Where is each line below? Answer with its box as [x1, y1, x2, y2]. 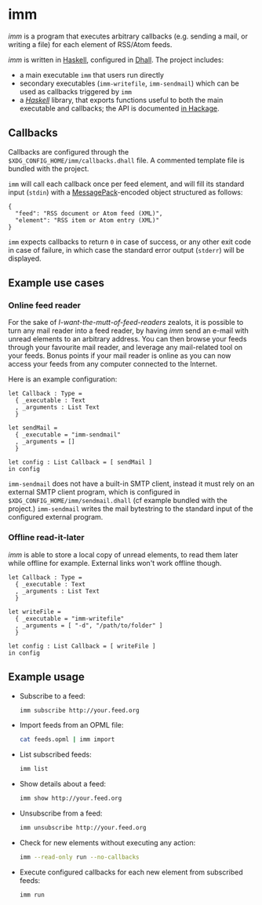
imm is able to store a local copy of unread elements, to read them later [8, 549, 238, 559]
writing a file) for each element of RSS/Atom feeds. [8, 39, 173, 49]
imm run [19, 891, 45, 899]
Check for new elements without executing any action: [19, 837, 196, 847]
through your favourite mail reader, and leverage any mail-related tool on [8, 343, 243, 352]
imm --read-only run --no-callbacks [19, 853, 140, 861]
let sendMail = [8, 424, 58, 432]
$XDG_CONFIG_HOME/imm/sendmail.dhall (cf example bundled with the [8, 496, 227, 505]
